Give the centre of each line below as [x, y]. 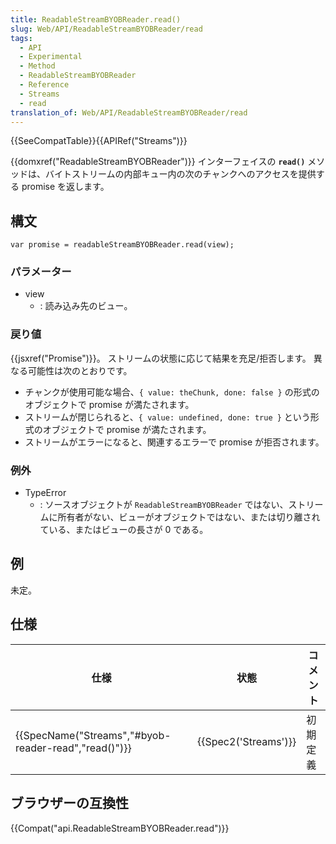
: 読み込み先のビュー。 [86, 306]
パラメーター [41, 272]
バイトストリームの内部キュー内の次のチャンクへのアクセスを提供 [180, 174]
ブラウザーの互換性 [69, 803]
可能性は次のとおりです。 [80, 370]
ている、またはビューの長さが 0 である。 [124, 530]
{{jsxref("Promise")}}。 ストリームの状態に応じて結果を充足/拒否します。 [161, 358]
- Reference [44, 85]
